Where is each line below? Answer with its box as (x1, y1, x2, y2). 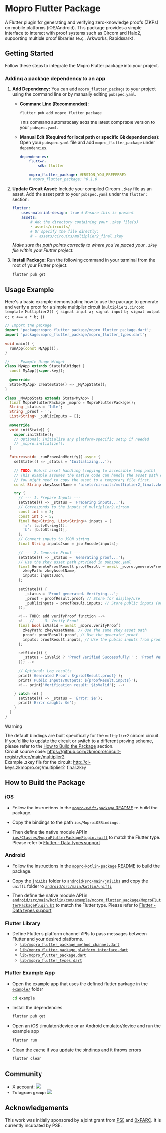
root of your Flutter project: (12, 262, 68, 268)
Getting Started (5, 49, 54, 58)
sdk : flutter (37, 163, 64, 168)
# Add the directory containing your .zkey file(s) (30, 219, 139, 225)
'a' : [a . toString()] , (23, 523, 68, 528)
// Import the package (5, 323, 52, 328)
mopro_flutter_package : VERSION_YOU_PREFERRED (29, 172, 126, 177)
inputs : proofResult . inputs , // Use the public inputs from (23, 637, 149, 642)
